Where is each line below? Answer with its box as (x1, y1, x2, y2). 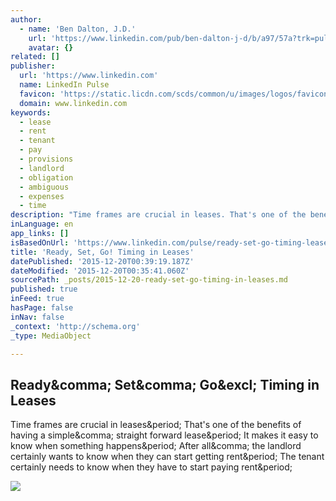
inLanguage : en (10, 219, 74, 230)
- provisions (19, 154, 74, 164)
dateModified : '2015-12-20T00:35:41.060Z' (10, 266, 190, 276)
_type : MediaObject (10, 331, 92, 341)
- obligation (19, 172, 74, 183)
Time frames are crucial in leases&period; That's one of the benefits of (10, 419, 302, 431)
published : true (10, 284, 78, 295)
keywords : (10, 107, 52, 118)
